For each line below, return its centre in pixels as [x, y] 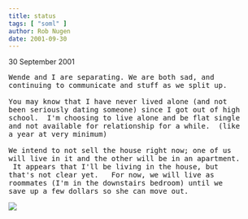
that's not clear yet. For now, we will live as [111, 175]
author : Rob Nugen [39, 31]
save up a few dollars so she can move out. [99, 191]
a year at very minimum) [58, 134]
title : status [33, 16]
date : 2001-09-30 [38, 39]
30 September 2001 [41, 62]
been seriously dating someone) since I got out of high [124, 110]
